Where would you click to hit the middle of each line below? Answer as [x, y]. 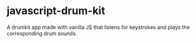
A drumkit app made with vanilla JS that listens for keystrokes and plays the [98, 27]
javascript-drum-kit [56, 11]
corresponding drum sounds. [42, 33]
